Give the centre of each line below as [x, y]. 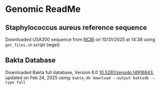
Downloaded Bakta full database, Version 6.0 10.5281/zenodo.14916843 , [80, 72]
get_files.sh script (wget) [33, 45]
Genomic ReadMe [43, 9]
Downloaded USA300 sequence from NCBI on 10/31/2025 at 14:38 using [80, 39]
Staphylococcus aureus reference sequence [76, 28]
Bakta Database [31, 60]
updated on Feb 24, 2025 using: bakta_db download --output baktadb [77, 78]
